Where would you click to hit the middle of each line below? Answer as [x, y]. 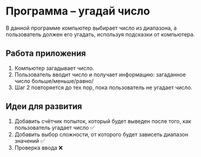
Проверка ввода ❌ [38, 147]
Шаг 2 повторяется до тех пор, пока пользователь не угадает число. [103, 87]
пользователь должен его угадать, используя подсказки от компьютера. [100, 34]
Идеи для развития [44, 106]
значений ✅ [30, 141]
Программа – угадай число [78, 11]
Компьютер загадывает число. [54, 68]
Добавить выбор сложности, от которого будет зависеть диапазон [101, 134]
